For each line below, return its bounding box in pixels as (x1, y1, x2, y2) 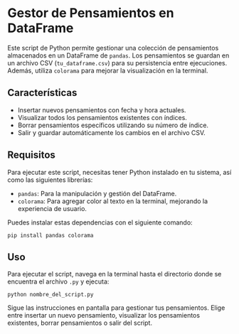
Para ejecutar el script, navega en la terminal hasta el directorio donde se (7, 270, 222, 279)
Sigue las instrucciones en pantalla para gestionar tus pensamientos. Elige (7, 303, 225, 312)
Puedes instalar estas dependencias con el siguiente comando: (7, 218, 193, 227)
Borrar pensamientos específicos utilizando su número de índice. (17, 121, 208, 129)
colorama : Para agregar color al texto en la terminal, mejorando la (17, 197, 208, 205)
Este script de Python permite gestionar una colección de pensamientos (7, 43, 219, 52)
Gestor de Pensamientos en (7, 5, 174, 21)
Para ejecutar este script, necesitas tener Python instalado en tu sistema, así (7, 168, 232, 176)
